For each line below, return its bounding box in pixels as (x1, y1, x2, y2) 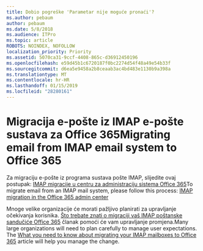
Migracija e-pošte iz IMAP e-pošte (6, 115, 184, 129)
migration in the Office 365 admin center (6, 193, 109, 200)
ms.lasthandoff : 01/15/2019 (6, 83, 78, 89)
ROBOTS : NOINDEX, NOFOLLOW (6, 43, 75, 49)
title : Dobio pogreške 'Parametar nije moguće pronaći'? (6, 9, 155, 15)
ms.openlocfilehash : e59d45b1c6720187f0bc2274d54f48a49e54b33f (6, 60, 171, 66)
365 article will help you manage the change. (6, 238, 120, 245)
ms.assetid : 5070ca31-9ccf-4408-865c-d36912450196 (6, 54, 138, 60)
